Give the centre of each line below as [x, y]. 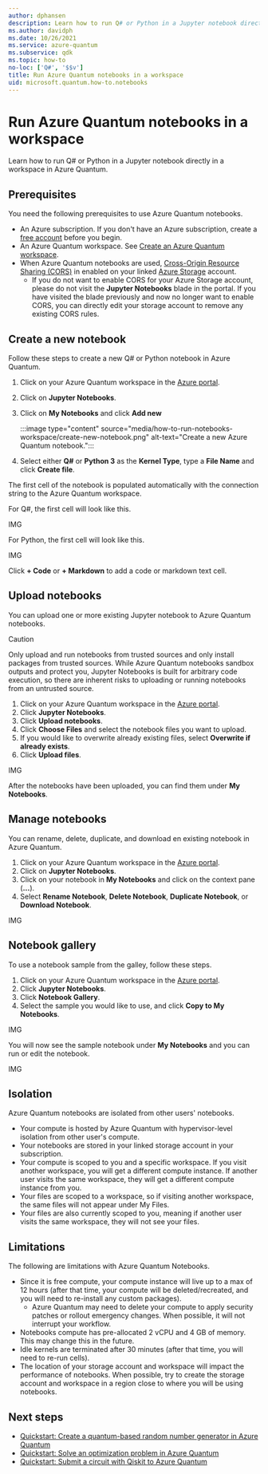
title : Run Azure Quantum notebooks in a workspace [96, 75]
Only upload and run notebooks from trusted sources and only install [121, 654]
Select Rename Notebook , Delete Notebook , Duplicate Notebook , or [134, 896]
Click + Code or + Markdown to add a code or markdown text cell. [118, 571]
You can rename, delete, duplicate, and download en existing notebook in [129, 838]
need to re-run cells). [55, 1358]
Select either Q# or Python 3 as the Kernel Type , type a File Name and [137, 461]
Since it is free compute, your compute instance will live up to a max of [136, 1282]
